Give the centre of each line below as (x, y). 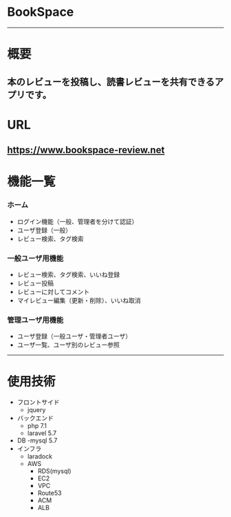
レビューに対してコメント (53, 292)
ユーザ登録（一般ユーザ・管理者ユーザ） (74, 336)
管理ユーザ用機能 (35, 320)
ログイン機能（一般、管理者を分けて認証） (77, 221)
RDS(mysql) (54, 471)
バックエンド (35, 418)
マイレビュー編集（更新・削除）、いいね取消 (79, 300)
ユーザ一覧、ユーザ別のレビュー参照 (68, 345)
